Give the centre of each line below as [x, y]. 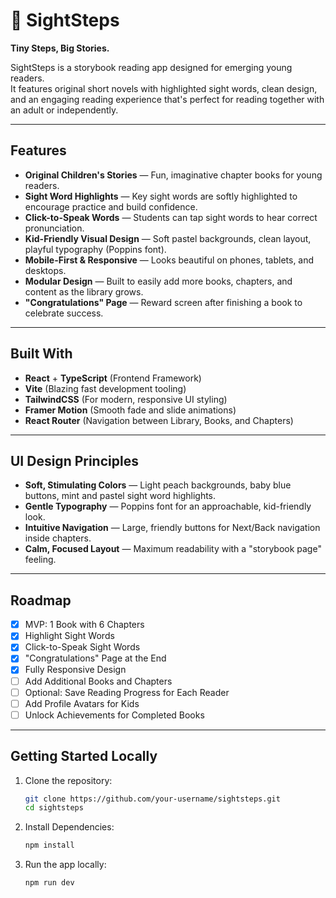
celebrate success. [64, 313]
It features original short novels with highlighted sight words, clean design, [164, 88]
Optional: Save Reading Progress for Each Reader [127, 692]
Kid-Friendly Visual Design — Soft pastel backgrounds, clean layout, [168, 238]
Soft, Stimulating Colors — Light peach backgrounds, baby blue [158, 485]
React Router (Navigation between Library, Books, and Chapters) [159, 420]
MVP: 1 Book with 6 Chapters [84, 625]
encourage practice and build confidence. [111, 206]
